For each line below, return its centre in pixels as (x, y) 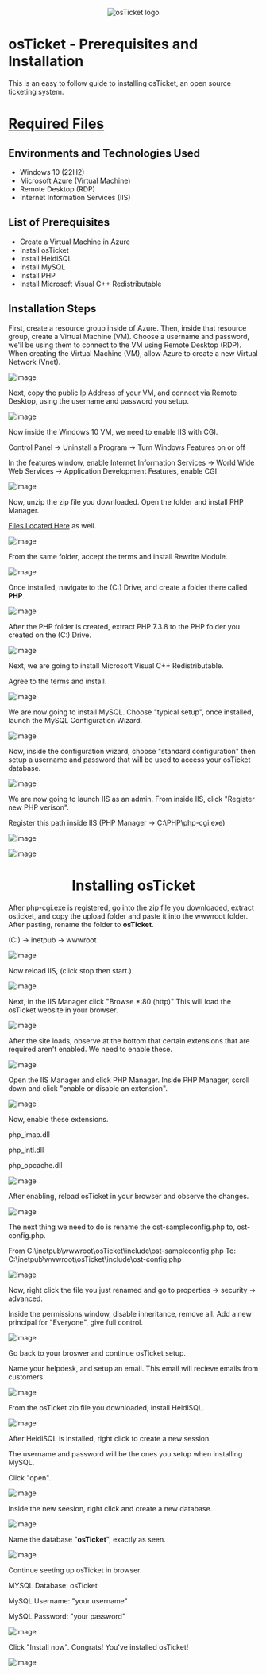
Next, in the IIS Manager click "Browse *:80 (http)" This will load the (120, 1001)
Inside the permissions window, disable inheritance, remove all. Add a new (130, 1313)
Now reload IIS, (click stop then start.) (70, 970)
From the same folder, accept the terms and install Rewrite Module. (118, 556)
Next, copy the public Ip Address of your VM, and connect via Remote (123, 393)
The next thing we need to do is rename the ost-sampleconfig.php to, (122, 1227)
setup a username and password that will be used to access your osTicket (129, 760)
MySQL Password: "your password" (67, 1616)
